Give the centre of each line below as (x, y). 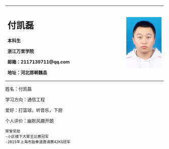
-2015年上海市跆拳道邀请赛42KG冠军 (38, 142)
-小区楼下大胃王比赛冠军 (27, 137)
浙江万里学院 (21, 51)
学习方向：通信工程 (25, 100)
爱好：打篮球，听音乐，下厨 (34, 110)
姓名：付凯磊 (18, 89)
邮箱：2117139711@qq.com (38, 62)
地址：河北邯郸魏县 (27, 72)
